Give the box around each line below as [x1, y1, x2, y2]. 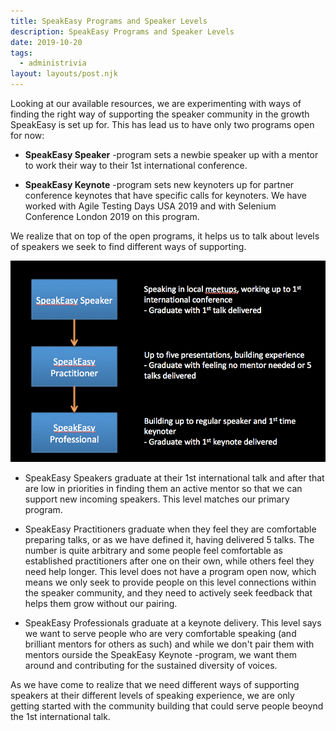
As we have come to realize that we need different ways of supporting [10, 679, 300, 691]
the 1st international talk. [10, 711, 111, 723]
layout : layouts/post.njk [10, 69, 118, 79]
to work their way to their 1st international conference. [24, 160, 248, 171]
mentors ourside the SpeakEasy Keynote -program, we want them [24, 649, 298, 661]
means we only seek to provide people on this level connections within [24, 576, 317, 589]
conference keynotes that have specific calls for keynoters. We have [24, 190, 307, 201]
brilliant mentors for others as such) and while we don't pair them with [24, 638, 315, 650]
